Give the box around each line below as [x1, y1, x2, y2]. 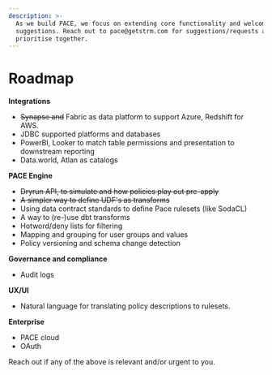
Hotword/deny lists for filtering [19, 221, 123, 231]
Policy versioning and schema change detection [19, 239, 181, 248]
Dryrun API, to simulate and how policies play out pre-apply [19, 187, 219, 196]
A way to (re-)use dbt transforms [19, 213, 131, 222]
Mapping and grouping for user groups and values [19, 230, 189, 239]
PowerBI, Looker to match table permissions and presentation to [19, 138, 235, 148]
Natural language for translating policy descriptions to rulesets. [19, 301, 231, 311]
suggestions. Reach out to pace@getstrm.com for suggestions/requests [15, 27, 259, 35]
